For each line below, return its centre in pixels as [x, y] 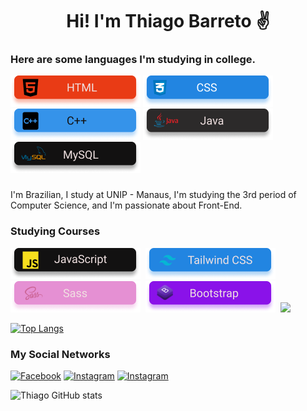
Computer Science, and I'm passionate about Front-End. [126, 205]
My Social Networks [60, 354]
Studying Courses [55, 231]
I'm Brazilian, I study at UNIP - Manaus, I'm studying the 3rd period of [153, 195]
